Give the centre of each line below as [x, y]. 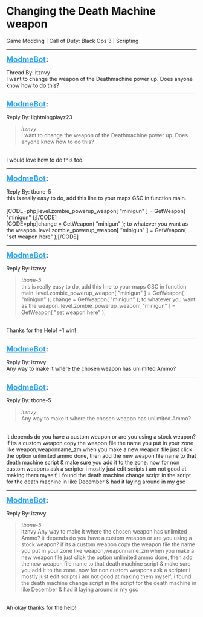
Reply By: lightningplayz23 [39, 117]
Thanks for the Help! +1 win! [41, 330]
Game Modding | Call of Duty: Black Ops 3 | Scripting [72, 41]
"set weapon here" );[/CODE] [43, 237]
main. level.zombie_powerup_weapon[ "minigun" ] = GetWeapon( [102, 293]
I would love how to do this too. [45, 160]
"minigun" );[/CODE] [32, 217]
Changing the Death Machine [81, 11]
